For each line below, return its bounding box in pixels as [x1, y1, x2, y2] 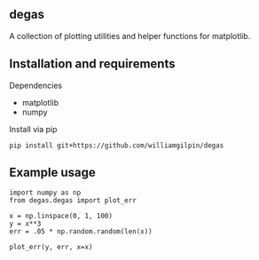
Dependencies [9, 80, 63, 91]
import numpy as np [9, 188, 82, 198]
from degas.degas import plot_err [9, 196, 137, 205]
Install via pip [9, 123, 58, 134]
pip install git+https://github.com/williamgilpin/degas [9, 141, 224, 150]
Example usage [9, 165, 96, 180]
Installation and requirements [9, 57, 176, 72]
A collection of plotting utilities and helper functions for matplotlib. [9, 30, 251, 41]
